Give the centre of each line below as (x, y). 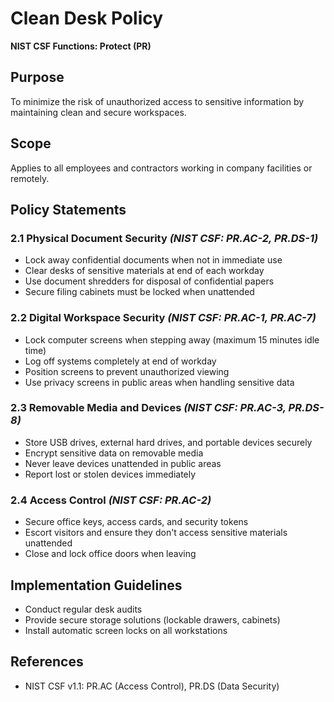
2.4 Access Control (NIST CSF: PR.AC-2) (111, 500)
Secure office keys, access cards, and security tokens (136, 522)
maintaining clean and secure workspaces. (98, 112)
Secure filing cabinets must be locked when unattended (139, 292)
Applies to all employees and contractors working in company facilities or (161, 168)
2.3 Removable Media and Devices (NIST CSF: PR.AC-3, (148, 408)
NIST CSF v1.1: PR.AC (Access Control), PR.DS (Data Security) (152, 686)
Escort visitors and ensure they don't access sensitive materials (156, 533)
